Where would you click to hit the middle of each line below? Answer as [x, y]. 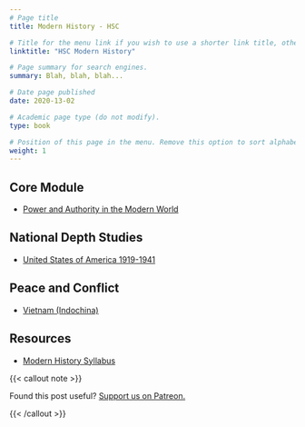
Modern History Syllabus [69, 361]
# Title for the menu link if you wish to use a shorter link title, [144, 43]
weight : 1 [28, 151]
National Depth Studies [76, 238]
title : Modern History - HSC [64, 26]
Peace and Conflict [64, 288]
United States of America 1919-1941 [89, 259]
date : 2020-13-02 [42, 101]
